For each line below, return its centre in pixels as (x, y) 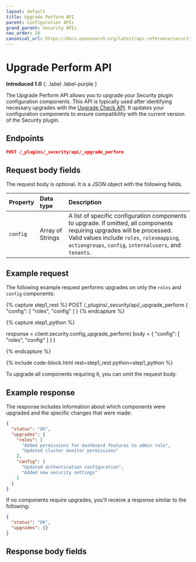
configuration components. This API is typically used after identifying (89, 101)
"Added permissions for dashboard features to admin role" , (96, 446)
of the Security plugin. (33, 120)
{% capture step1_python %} (41, 323)
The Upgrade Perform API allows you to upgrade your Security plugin (90, 95)
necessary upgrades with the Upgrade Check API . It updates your (85, 107)
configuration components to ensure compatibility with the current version (95, 114)
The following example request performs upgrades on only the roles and (94, 287)
